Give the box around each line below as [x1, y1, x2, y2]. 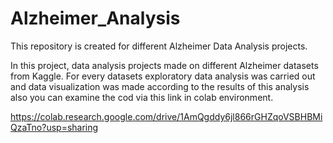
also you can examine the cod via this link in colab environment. [10, 91, 274, 103]
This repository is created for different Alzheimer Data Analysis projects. [10, 40, 308, 52]
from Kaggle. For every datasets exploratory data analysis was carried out [10, 70, 316, 82]
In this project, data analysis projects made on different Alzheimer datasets [10, 59, 319, 71]
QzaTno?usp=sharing [10, 121, 99, 133]
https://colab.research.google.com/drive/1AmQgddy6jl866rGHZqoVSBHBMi [10, 110, 323, 122]
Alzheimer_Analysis [10, 7, 181, 30]
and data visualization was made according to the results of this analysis [10, 80, 310, 92]
